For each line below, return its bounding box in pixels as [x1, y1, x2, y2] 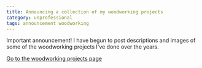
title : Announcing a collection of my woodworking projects [6, 8, 164, 15]
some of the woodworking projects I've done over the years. [6, 43, 159, 50]
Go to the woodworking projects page [6, 55, 103, 63]
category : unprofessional [6, 15, 72, 21]
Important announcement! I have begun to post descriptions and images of [6, 37, 196, 44]
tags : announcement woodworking [6, 20, 89, 26]
